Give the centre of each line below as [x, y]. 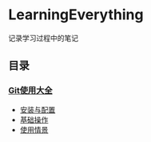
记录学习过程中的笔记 [43, 38]
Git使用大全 [31, 91]
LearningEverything [76, 15]
